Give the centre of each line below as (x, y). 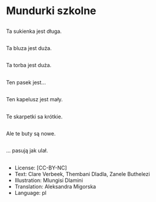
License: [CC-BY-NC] (41, 168)
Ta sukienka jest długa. (34, 31)
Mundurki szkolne (51, 11)
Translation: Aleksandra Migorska (55, 186)
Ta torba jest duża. (29, 65)
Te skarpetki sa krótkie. (34, 117)
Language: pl (31, 193)
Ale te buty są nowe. (31, 133)
